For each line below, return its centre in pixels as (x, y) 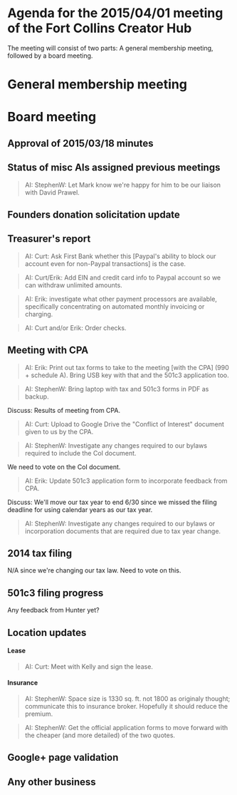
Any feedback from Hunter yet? (53, 610)
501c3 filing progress (56, 593)
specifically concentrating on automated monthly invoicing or (115, 306)
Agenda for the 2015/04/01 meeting (115, 13)
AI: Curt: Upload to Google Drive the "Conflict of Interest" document (124, 424)
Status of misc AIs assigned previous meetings (114, 168)
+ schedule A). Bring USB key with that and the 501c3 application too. (127, 375)
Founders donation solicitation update (94, 214)
